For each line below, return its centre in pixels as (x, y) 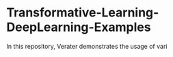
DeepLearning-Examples (79, 27)
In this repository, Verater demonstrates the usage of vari (87, 46)
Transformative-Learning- (83, 13)
